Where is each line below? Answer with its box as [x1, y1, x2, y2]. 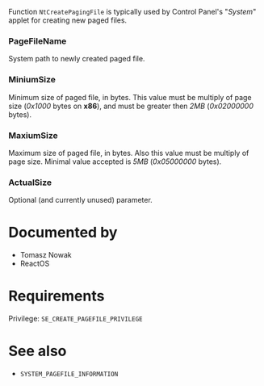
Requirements [8, 287, 105, 305]
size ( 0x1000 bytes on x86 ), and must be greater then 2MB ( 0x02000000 [8, 101, 254, 111]
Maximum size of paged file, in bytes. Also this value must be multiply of [8, 148, 249, 157]
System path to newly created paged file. [8, 54, 145, 64]
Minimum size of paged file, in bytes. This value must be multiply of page [8, 92, 252, 102]
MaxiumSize [8, 129, 58, 141]
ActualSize [8, 177, 52, 188]
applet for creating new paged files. [8, 15, 128, 25]
